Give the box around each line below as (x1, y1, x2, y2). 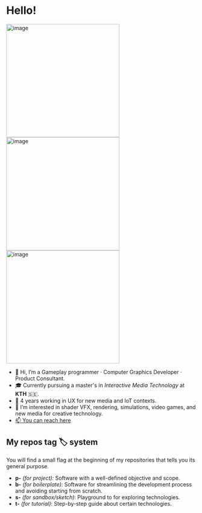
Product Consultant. (14, 375, 65, 382)
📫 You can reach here (14, 416, 71, 424)
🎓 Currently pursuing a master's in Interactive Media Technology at (14, 381, 185, 389)
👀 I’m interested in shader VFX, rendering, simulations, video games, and (14, 403, 196, 410)
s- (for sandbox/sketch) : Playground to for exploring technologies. (14, 493, 180, 501)
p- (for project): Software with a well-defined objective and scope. (14, 474, 180, 482)
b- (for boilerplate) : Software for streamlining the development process (14, 480, 192, 488)
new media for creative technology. (14, 410, 103, 417)
